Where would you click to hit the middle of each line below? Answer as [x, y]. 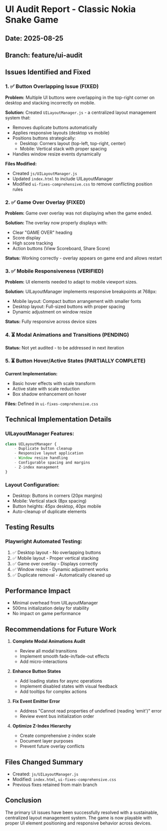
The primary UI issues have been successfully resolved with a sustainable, [82, 812]
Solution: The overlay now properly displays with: [56, 222]
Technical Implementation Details [58, 419]
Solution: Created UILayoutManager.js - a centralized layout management [81, 112]
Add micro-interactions [44, 661]
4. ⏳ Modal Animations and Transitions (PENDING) [67, 335]
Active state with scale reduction [46, 388]
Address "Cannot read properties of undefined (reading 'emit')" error [91, 711]
